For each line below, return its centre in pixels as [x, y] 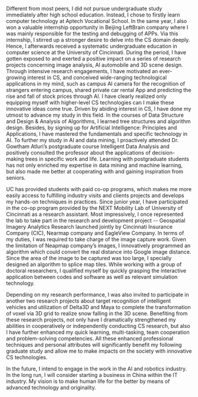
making [15, 159]
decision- [163, 152]
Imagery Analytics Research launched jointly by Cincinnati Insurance [89, 227]
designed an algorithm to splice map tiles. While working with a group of [94, 264]
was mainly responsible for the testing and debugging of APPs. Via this [92, 34]
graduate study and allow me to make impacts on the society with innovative [99, 351]
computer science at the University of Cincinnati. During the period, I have [96, 52]
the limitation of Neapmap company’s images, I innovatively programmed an [98, 245]
